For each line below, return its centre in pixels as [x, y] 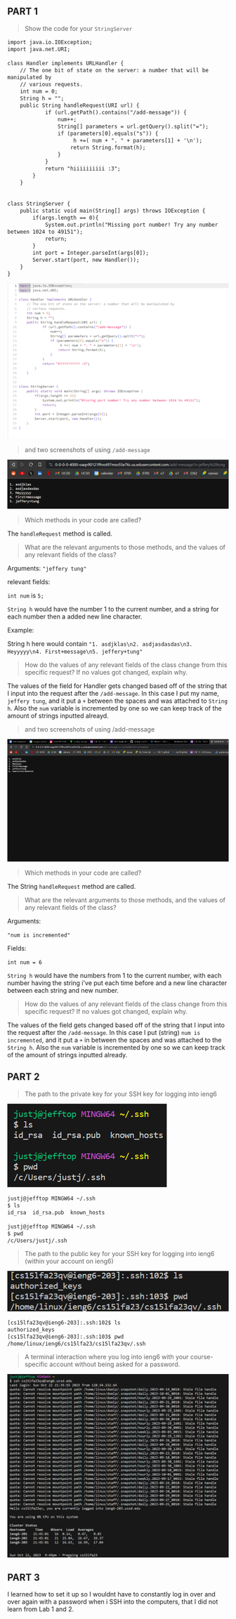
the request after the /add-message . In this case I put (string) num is [104, 1032]
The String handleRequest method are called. [72, 886]
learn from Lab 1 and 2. [41, 1609]
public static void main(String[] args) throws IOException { [113, 211]
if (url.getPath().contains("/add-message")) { [116, 112]
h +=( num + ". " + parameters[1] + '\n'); [138, 140]
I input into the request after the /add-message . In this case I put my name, [113, 694]
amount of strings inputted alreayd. [58, 716]
